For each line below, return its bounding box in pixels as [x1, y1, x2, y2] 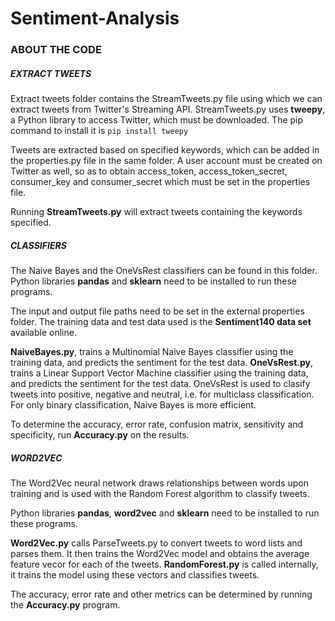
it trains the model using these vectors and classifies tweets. [10, 569, 260, 581]
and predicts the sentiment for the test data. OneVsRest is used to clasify [10, 378, 311, 390]
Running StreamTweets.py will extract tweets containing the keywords [10, 206, 303, 218]
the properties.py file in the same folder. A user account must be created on [10, 155, 323, 167]
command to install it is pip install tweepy [10, 125, 189, 137]
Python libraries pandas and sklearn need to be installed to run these [10, 275, 297, 287]
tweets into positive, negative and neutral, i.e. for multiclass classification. [10, 388, 315, 401]
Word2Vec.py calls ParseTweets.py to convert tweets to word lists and [10, 537, 303, 549]
